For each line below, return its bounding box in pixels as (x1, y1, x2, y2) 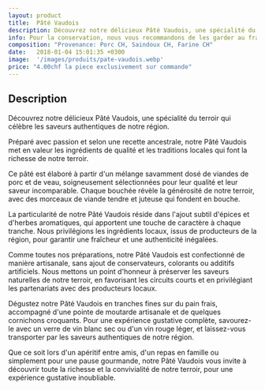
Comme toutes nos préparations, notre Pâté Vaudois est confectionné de (8, 249, 245, 259)
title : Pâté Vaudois (8, 19, 80, 27)
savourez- (218, 315, 252, 324)
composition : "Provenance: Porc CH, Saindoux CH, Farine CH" (8, 41, 214, 49)
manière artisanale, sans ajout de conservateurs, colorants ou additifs (8, 258, 235, 268)
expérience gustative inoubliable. (8, 373, 116, 382)
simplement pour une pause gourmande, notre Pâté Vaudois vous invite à (8, 356, 247, 366)
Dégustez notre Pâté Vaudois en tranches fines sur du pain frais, (8, 298, 218, 308)
